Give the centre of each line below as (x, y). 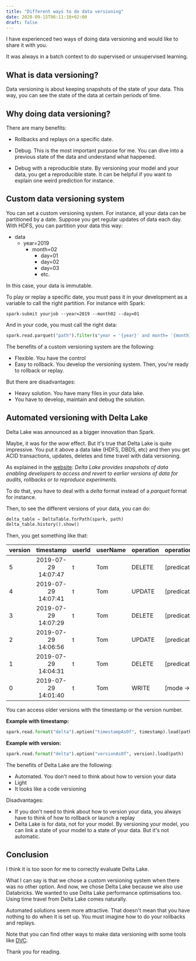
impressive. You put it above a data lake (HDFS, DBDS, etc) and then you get (98, 449)
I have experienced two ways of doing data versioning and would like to (92, 39)
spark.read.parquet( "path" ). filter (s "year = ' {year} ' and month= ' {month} (99, 335)
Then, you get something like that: (47, 536)
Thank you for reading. (34, 952)
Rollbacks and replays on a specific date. (64, 139)
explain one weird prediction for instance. (64, 180)
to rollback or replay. (39, 370)
